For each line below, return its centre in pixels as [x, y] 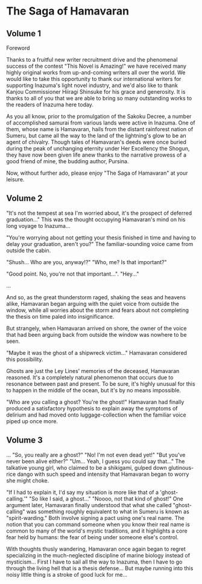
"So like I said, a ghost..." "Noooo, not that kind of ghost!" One [106, 498]
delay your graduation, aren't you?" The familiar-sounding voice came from [100, 244]
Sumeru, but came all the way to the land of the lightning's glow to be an [96, 135]
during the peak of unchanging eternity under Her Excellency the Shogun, [98, 148]
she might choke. [28, 480]
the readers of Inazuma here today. [50, 105]
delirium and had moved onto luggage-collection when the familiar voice [96, 415]
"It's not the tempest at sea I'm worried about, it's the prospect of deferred [99, 213]
